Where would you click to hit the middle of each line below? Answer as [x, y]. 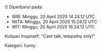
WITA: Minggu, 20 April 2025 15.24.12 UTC [54, 22]
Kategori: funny [20, 46]
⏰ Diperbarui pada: [24, 7]
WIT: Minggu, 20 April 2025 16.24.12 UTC [53, 27]
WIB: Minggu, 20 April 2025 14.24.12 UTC [53, 17]
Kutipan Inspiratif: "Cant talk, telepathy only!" [50, 36]
